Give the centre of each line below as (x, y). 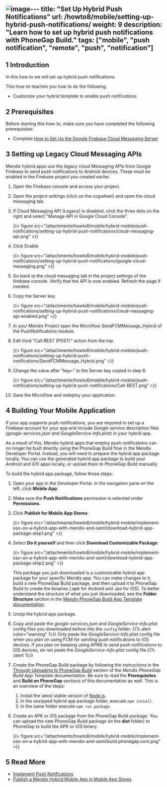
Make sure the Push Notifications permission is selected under (78, 498)
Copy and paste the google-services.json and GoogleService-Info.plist (85, 624)
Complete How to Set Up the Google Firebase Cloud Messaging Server (85, 139)
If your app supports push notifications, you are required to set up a (75, 422)
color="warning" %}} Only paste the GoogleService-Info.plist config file (86, 634)
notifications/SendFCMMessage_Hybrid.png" (59, 361)
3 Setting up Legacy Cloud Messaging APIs (74, 154)
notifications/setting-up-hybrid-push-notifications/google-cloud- (80, 261)
